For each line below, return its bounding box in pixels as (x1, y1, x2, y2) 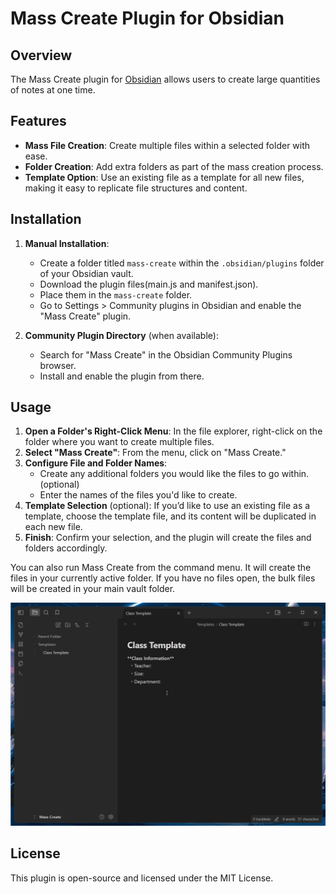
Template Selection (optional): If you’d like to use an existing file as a (24, 500, 311, 512)
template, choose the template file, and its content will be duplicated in (24, 510, 317, 522)
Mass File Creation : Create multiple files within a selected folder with (24, 139, 311, 151)
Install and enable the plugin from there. (39, 370, 205, 382)
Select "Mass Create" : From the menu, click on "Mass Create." (24, 447, 287, 459)
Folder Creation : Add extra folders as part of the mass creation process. (24, 160, 324, 172)
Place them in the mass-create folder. (39, 288, 193, 301)
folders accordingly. (24, 542, 108, 554)
